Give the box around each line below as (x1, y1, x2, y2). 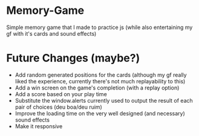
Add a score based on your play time (15, 90, 107, 97)
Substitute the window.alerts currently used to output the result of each (15, 97, 194, 104)
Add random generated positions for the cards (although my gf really (15, 71, 187, 79)
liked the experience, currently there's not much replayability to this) (15, 77, 186, 85)
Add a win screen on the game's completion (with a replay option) (15, 84, 180, 91)
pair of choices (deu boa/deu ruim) (15, 103, 103, 111)
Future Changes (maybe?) (6, 51, 140, 65)
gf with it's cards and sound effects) (6, 30, 97, 37)
